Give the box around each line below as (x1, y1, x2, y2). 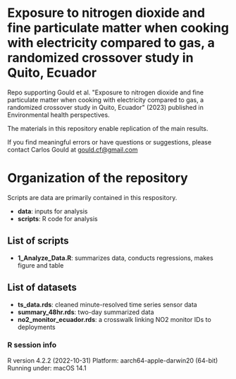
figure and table (17, 261, 64, 269)
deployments (17, 323, 56, 331)
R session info (7, 340, 57, 350)
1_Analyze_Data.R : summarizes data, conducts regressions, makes (17, 254, 213, 262)
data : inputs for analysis (17, 206, 88, 216)
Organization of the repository (7, 170, 188, 186)
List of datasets (7, 282, 77, 294)
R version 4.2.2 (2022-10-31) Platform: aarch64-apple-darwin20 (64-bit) (7, 356, 218, 364)
